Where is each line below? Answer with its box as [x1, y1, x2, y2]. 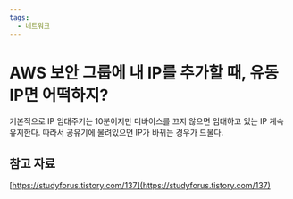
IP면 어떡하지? [9, 85, 109, 105]
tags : [9, 12, 29, 22]
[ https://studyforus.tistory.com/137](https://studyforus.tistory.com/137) [9, 180, 271, 191]
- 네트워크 [17, 21, 51, 30]
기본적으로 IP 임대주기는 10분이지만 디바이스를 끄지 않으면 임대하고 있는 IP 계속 [9, 116, 284, 127]
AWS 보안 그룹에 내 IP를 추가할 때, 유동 [9, 62, 279, 83]
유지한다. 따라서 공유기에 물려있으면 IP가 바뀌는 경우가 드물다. [9, 127, 224, 138]
